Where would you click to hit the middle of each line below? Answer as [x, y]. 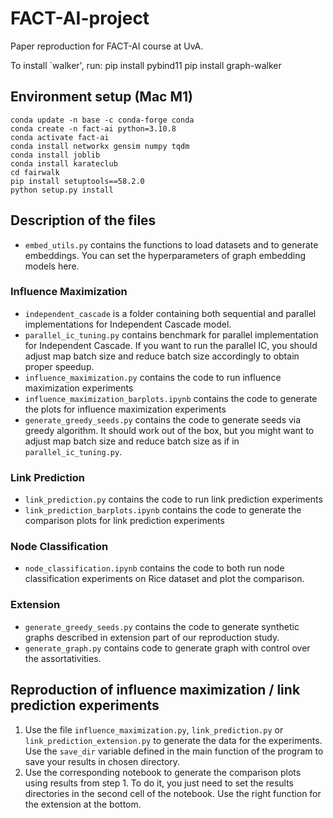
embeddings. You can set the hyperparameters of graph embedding [165, 255]
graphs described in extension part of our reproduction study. [152, 637]
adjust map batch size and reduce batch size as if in [132, 441]
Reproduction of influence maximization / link [155, 690]
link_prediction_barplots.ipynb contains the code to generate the [163, 510]
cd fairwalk [35, 172]
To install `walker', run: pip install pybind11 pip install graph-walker [146, 65]
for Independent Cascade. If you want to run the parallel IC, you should [171, 345]
